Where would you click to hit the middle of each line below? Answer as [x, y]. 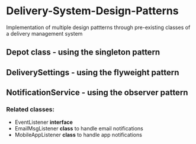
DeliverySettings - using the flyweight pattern [93, 72]
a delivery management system [44, 33]
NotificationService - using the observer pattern [97, 93]
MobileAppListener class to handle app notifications [78, 135]
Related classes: [30, 110]
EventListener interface [44, 122]
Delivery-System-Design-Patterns [92, 11]
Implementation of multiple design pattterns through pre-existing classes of [98, 27]
